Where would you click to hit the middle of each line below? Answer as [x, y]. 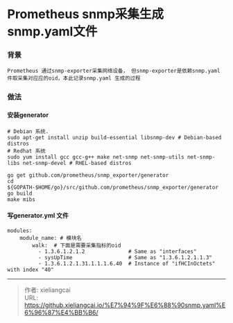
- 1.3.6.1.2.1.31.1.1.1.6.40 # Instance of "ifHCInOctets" [127, 263]
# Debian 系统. [28, 131]
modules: [20, 230]
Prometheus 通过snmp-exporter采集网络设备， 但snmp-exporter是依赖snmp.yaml [114, 71]
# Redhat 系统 [27, 151]
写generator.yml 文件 [38, 216]
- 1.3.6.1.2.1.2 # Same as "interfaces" [117, 251]
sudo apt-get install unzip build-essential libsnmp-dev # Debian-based [114, 137]
